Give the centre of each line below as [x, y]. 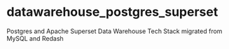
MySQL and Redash [35, 38]
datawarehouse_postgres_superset [112, 12]
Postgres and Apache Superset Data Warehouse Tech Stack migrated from [114, 31]
